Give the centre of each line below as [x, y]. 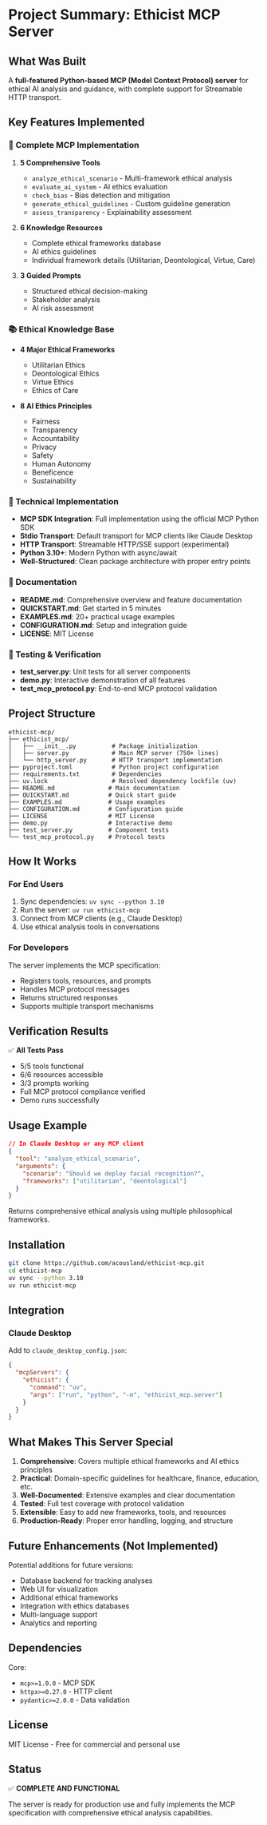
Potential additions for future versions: [71, 1565]
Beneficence [53, 472]
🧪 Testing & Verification [55, 654]
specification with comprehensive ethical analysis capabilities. [110, 1813]
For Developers [39, 948]
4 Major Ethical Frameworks [67, 349]
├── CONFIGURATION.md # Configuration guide [96, 809]
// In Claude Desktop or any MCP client [77, 1144]
